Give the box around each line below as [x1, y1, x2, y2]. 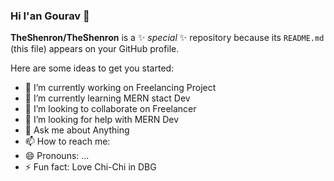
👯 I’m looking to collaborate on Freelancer [24, 103, 197, 115]
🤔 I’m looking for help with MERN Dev [24, 114, 180, 126]
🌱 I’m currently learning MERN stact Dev [24, 92, 191, 104]
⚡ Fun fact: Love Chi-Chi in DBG [24, 161, 157, 173]
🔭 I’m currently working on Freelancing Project [24, 82, 217, 94]
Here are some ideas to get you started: [10, 62, 175, 74]
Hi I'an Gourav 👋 [10, 9, 90, 23]
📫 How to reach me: [24, 135, 111, 148]
